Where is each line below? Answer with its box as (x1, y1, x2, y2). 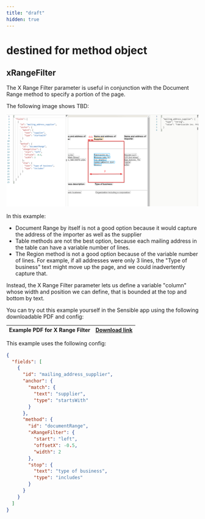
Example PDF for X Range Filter (9, 326, 90, 334)
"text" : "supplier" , (33, 391, 86, 397)
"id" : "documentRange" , (28, 423, 88, 429)
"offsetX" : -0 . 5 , (33, 442, 78, 449)
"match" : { (28, 385, 56, 391)
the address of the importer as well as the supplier (15, 230, 142, 238)
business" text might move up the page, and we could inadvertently (15, 263, 185, 270)
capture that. (15, 270, 48, 277)
